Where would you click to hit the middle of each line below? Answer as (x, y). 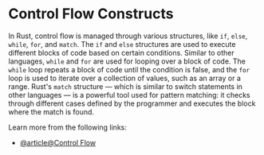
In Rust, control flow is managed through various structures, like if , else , (128, 36)
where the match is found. (51, 111)
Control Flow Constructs (91, 14)
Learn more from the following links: (68, 127)
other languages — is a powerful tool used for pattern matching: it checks (129, 95)
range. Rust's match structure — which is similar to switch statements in (126, 86)
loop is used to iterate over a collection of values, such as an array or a (125, 78)
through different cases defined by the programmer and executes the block (132, 103)
